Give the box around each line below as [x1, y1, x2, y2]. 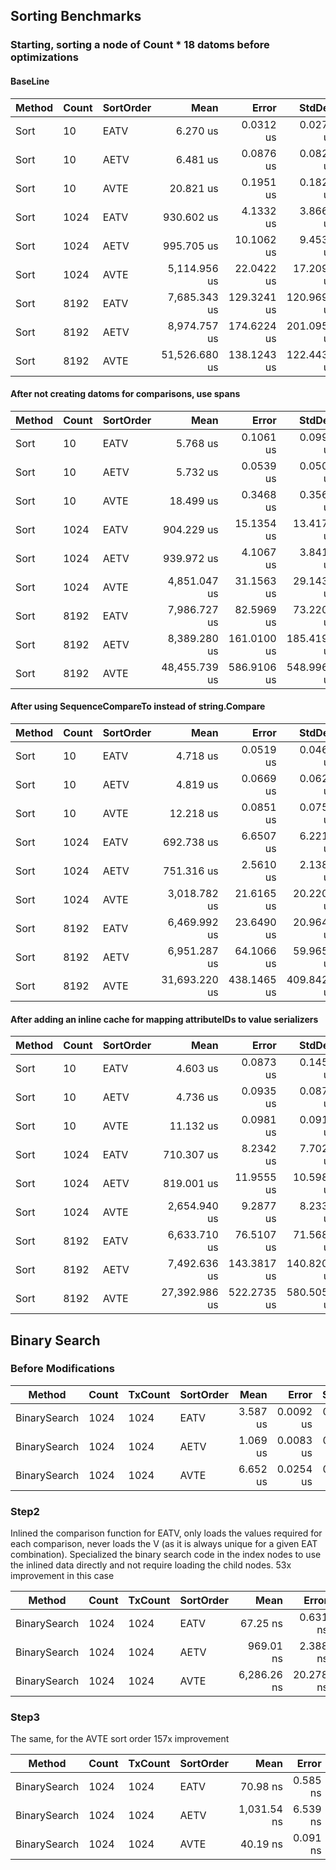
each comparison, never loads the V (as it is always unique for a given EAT [10, 1538, 318, 1550]
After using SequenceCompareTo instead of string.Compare [10, 700, 266, 713]
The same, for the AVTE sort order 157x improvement [10, 1733, 230, 1745]
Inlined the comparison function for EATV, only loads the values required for [10, 1527, 323, 1539]
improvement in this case [10, 1570, 115, 1582]
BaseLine [10, 75, 50, 87]
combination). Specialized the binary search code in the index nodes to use [10, 1549, 322, 1561]
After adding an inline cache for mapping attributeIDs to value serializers [10, 1013, 319, 1025]
